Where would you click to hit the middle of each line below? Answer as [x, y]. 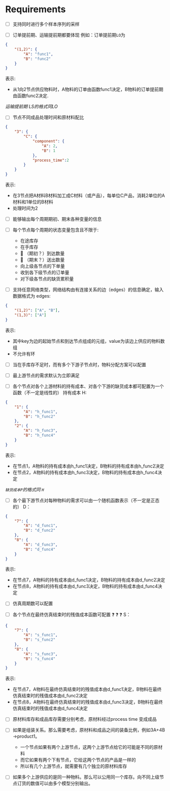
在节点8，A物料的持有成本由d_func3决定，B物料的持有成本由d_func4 [85, 587]
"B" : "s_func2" [40, 640]
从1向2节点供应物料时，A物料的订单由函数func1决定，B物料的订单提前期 [88, 90]
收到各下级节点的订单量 [45, 273]
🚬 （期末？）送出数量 [42, 260]
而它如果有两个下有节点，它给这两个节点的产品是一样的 [78, 760]
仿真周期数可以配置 [33, 603]
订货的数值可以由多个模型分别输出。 [55, 783]
